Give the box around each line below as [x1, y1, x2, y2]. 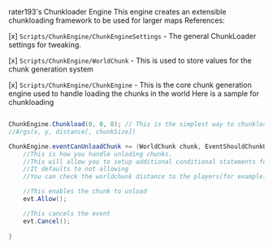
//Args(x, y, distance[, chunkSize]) [8, 128, 136, 136]
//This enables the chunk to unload [23, 187, 148, 196]
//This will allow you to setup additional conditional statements [23, 158, 256, 166]
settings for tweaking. [8, 40, 81, 50]
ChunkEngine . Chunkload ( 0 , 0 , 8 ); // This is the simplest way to [8, 120, 234, 128]
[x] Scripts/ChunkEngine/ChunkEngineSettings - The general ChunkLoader [8, 32, 257, 41]
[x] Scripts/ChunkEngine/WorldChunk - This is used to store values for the [8, 56, 252, 65]
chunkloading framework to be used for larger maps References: [8, 15, 225, 25]
